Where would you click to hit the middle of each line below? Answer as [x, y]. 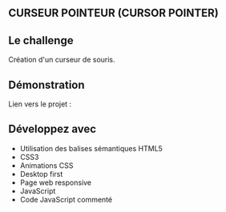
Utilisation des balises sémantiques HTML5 [91, 148]
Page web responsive [56, 182]
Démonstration [47, 84]
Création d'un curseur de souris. [62, 60]
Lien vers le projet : [40, 104]
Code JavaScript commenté [66, 199]
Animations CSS [46, 165]
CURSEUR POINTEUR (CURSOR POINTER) [113, 13]
